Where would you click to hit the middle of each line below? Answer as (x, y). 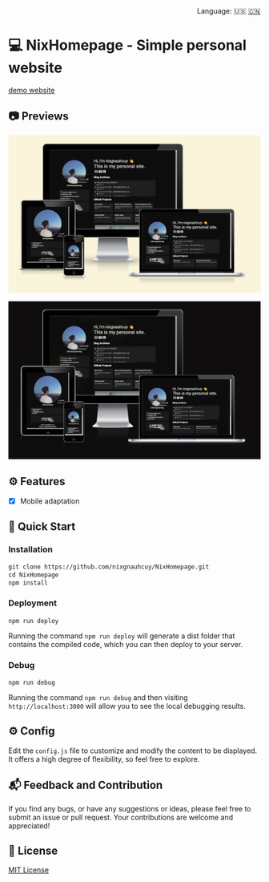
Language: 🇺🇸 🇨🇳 (229, 11)
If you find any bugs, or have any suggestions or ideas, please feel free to (130, 808)
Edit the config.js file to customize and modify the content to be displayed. (133, 751)
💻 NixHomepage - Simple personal (127, 45)
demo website (32, 90)
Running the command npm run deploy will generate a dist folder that (122, 636)
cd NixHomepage (34, 575)
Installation (31, 549)
